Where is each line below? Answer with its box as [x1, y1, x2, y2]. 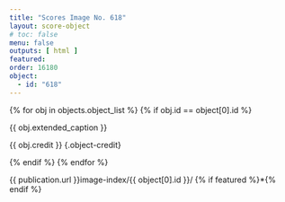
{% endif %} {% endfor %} [9, 156, 109, 167]
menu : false [9, 38, 54, 48]
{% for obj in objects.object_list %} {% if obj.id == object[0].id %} [9, 104, 253, 115]
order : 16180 [9, 64, 58, 73]
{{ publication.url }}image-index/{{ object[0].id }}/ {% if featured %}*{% [9, 174, 277, 185]
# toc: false [9, 30, 58, 39]
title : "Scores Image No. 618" [9, 13, 127, 22]
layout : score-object [9, 22, 91, 31]
